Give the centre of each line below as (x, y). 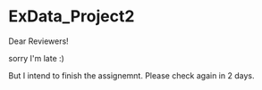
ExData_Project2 (72, 16)
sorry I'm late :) (36, 58)
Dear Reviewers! (38, 41)
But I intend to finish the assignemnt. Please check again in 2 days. (131, 75)
